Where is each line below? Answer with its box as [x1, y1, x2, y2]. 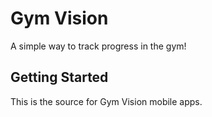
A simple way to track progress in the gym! [10, 40, 187, 52]
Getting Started [10, 69, 109, 86]
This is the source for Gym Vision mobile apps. [10, 95, 203, 107]
